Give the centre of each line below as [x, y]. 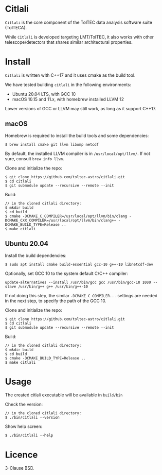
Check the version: [24, 405]
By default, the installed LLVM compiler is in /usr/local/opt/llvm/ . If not [78, 153]
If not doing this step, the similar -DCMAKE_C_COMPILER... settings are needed [81, 295]
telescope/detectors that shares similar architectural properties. [69, 42]
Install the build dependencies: [36, 255]
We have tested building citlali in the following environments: [68, 85]
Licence [21, 455]
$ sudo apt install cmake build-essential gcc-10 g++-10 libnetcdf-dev [79, 264]
